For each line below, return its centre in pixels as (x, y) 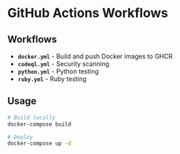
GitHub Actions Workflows (88, 13)
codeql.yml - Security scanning (63, 64)
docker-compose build (39, 124)
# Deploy (20, 137)
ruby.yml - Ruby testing (52, 79)
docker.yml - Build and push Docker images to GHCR (95, 56)
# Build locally (31, 117)
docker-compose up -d (39, 143)
